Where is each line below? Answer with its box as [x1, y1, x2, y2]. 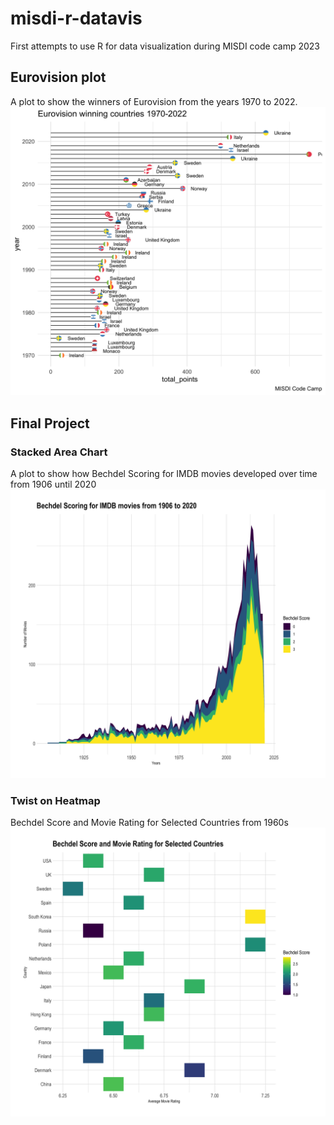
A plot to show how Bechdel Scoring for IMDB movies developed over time [10, 468, 318, 480]
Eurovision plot [10, 69, 107, 86]
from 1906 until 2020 [10, 478, 97, 491]
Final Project [10, 415, 90, 432]
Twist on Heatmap [10, 793, 101, 807]
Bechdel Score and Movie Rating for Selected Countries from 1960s [10, 817, 289, 829]
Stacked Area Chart [10, 445, 108, 459]
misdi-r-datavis [10, 7, 143, 30]
